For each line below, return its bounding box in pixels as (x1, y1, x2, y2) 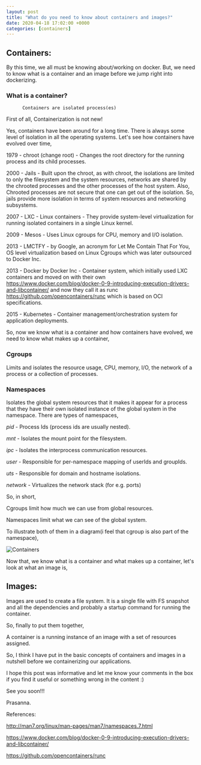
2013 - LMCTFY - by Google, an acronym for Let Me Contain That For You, (6, 243, 190, 250)
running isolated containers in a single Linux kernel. (6, 220, 134, 227)
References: (6, 710, 36, 718)
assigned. (6, 640, 31, 647)
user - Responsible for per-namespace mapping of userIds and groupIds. (6, 458, 187, 465)
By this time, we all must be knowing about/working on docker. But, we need (6, 64, 196, 71)
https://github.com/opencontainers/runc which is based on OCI (6, 292, 163, 300)
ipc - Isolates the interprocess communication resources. (6, 446, 148, 453)
